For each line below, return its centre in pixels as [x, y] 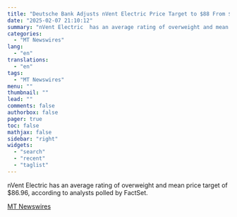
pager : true [25, 119]
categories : [25, 34]
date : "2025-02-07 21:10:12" [50, 20]
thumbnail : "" [28, 93]
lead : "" [20, 100]
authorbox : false [33, 112]
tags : [15, 73]
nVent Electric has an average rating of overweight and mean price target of [117, 185]
